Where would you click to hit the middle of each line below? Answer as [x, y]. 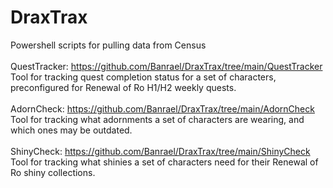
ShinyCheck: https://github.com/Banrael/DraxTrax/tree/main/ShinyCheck [160, 151]
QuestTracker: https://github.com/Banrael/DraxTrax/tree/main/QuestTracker [166, 66]
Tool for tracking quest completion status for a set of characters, [143, 77]
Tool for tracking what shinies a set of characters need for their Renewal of [164, 162]
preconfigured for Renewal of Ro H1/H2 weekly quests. [123, 87]
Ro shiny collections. [53, 172]
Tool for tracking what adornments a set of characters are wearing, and [157, 119]
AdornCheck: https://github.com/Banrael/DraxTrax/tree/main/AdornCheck [162, 108]
